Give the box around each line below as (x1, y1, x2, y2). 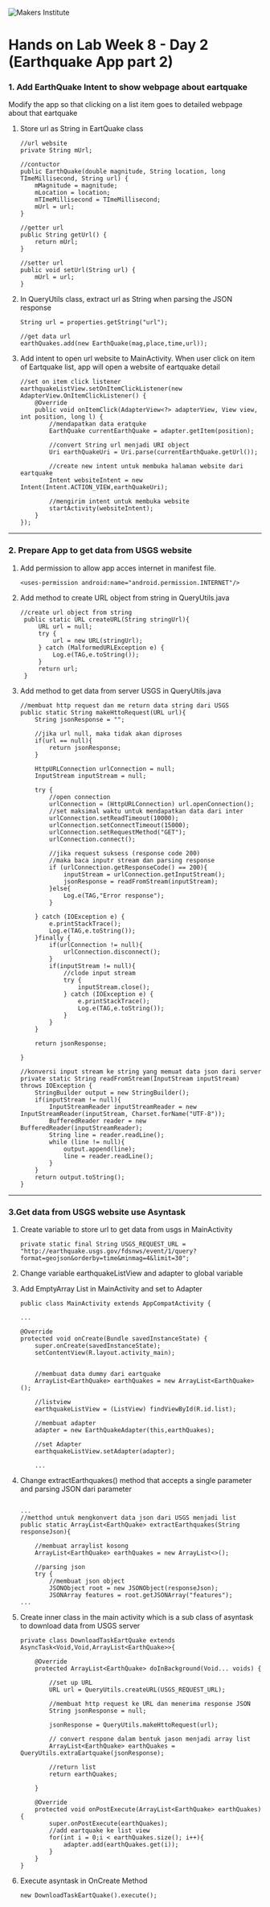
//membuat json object (49, 1577, 125, 1585)
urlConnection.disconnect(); (63, 948, 161, 956)
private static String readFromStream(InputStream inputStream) (19, 1074, 240, 1082)
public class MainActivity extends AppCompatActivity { (19, 1299, 211, 1308)
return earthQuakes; (49, 1770, 118, 1778)
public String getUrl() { (19, 231, 107, 239)
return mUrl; (35, 238, 79, 246)
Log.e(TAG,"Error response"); (63, 892, 165, 900)
